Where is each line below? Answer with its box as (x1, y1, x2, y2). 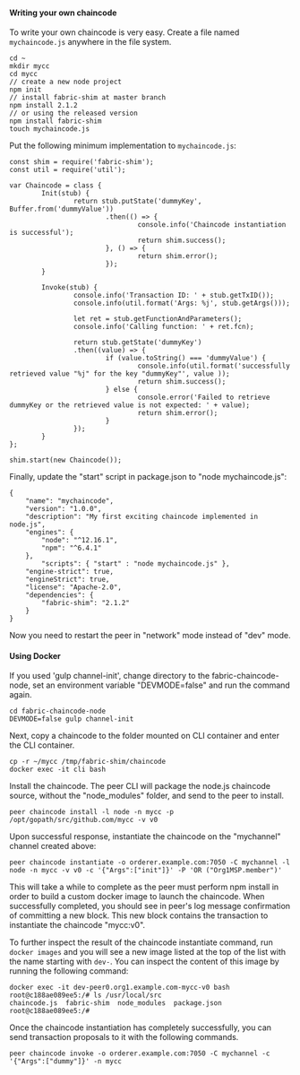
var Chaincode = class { (9, 181, 102, 190)
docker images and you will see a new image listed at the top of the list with (9, 947, 287, 958)
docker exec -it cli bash (9, 765, 106, 775)
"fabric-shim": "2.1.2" (41, 599, 130, 608)
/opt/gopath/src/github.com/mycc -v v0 (9, 816, 159, 825)
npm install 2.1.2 (9, 101, 78, 110)
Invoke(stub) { (41, 283, 99, 292)
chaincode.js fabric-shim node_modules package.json (9, 999, 222, 1008)
